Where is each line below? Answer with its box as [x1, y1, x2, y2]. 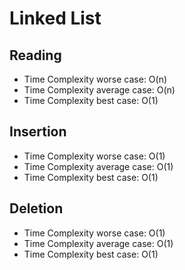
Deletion [9, 200, 64, 217]
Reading [9, 47, 62, 64]
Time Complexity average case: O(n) [23, 84, 176, 96]
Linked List [9, 7, 102, 30]
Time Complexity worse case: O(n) [23, 73, 168, 85]
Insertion [9, 123, 67, 141]
